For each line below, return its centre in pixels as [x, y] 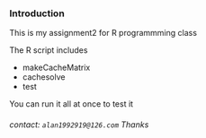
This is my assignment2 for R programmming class [103, 33]
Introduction [37, 13]
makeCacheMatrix [56, 68]
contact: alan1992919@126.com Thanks [79, 125]
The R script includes [49, 50]
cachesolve [44, 77]
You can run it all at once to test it [71, 104]
